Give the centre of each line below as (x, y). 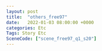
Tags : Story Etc (26, 33)
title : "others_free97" (37, 17)
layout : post (22, 11)
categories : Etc (26, 28)
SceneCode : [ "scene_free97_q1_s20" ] (51, 39)
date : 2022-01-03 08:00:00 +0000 (50, 22)
